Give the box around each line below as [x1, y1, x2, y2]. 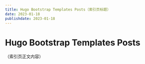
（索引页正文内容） [5, 54, 44, 60]
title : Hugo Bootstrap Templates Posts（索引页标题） [5, 7, 111, 12]
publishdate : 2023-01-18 [5, 16, 55, 21]
